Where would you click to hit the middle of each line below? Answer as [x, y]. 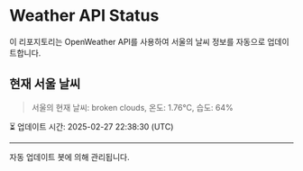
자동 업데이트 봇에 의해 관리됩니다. [69, 157]
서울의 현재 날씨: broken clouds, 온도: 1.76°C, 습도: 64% [132, 107]
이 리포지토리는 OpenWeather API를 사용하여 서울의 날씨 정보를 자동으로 [138, 41]
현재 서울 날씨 [45, 84]
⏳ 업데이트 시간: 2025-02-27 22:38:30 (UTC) [92, 126]
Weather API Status [84, 16]
